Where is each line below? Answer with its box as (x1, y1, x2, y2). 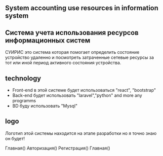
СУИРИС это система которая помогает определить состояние (5, 49, 140, 55)
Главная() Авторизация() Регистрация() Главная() (5, 145, 110, 151)
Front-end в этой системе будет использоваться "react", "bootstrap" (12, 87, 157, 93)
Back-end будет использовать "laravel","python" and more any (12, 92, 142, 98)
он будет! (5, 135, 25, 141)
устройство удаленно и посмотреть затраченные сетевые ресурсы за (5, 54, 154, 61)
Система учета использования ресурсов (5, 28, 139, 37)
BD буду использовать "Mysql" (12, 103, 78, 109)
